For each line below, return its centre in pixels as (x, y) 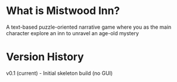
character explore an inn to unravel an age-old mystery (73, 33)
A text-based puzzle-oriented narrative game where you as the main (89, 27)
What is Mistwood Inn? (63, 11)
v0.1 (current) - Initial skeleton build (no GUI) (59, 73)
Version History (45, 57)
